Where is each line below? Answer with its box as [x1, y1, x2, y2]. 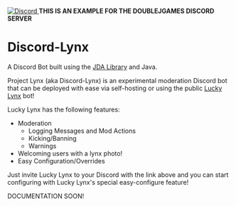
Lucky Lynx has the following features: [7, 105, 120, 114]
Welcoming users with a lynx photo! [17, 149, 123, 158]
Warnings [28, 141, 57, 150]
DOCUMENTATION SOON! [7, 192, 85, 200]
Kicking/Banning [28, 134, 77, 142]
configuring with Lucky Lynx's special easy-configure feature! [7, 178, 189, 186]
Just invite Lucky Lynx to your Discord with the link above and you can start [7, 170, 229, 179]
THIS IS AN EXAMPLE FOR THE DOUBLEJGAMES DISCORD [38, 7, 215, 15]
